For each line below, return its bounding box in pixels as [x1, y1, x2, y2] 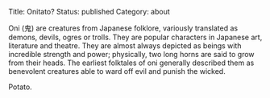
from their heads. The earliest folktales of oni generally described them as [8, 58, 255, 67]
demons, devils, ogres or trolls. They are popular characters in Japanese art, [8, 32, 263, 42]
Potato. [8, 82, 32, 92]
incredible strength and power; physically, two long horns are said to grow [8, 50, 255, 59]
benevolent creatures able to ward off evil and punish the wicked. [8, 67, 226, 76]
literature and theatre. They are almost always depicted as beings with [8, 41, 242, 51]
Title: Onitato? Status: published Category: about [8, 7, 171, 16]
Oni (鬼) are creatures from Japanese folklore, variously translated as [8, 23, 239, 33]
